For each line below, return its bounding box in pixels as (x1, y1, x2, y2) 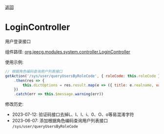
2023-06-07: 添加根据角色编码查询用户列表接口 (12, 118, 108, 124)
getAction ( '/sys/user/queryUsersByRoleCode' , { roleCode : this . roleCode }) (5, 73, 163, 78)
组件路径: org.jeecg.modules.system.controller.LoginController (5, 48, 131, 55)
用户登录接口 (5, 38, 31, 44)
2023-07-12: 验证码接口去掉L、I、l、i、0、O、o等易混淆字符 (12, 112, 134, 117)
